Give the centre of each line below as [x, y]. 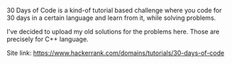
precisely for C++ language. [48, 39]
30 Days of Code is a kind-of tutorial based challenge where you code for [114, 10]
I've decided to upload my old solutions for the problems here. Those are [113, 32]
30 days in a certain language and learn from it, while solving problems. [111, 18]
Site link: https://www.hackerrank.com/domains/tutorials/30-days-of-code [116, 53]
